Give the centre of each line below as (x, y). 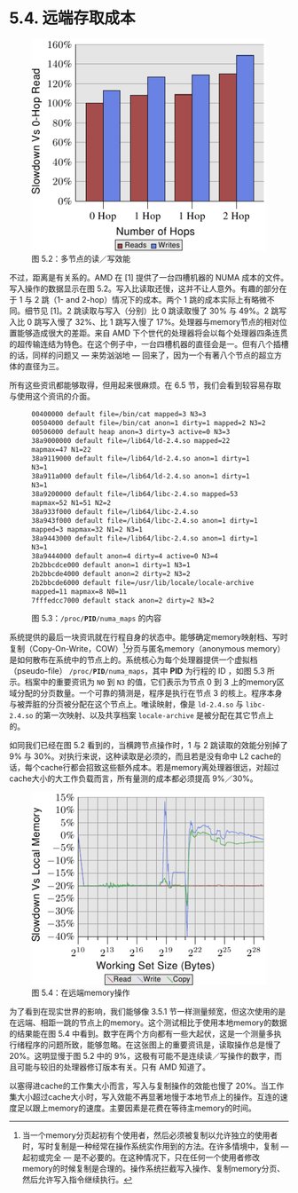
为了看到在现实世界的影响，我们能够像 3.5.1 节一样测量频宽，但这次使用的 (144, 1011)
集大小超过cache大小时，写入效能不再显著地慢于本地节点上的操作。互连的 (145, 1096)
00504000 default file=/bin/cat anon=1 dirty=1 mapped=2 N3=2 (149, 423)
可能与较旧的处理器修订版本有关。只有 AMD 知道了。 (114, 1067)
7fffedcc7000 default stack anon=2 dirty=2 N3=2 (123, 601)
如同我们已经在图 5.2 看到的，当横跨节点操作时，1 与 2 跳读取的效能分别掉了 (149, 746)
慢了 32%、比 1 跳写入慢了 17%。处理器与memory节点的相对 (168, 322)
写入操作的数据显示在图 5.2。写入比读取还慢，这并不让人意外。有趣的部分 (144, 288)
